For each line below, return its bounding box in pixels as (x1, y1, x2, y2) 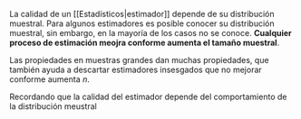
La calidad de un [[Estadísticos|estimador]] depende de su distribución (9, 9, 275, 19)
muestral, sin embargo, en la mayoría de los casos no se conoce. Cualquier (9, 28, 292, 38)
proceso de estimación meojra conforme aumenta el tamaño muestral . (9, 37, 280, 48)
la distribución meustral (9, 101, 97, 112)
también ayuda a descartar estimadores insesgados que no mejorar (9, 64, 263, 75)
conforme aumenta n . (9, 74, 91, 85)
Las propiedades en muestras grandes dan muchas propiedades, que (9, 55, 269, 65)
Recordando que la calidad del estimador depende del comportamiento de (9, 91, 287, 102)
